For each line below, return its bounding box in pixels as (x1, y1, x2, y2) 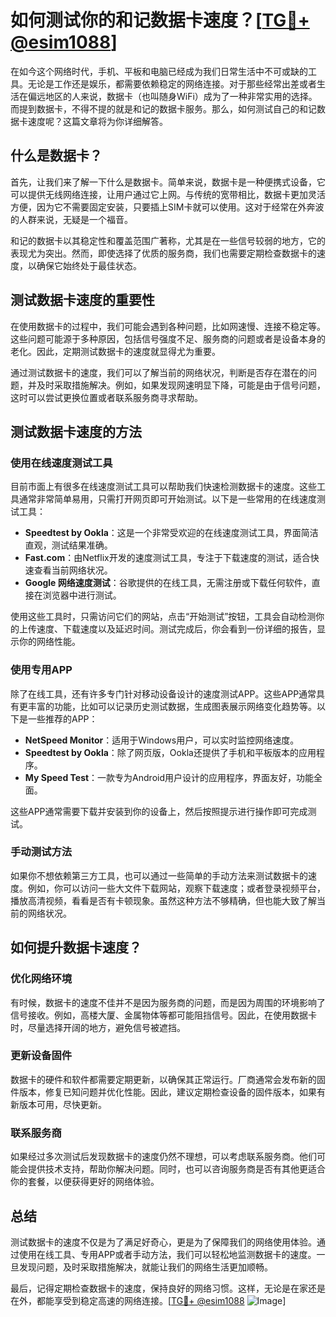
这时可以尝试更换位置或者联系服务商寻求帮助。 (10, 391, 203, 403)
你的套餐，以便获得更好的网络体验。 (10, 1176, 160, 1188)
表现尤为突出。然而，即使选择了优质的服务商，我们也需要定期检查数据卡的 (10, 247, 317, 259)
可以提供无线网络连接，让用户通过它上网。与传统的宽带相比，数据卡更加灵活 (10, 188, 326, 200)
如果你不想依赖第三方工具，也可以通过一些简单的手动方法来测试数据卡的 (10, 869, 308, 881)
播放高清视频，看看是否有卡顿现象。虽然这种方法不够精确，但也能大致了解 (10, 894, 317, 906)
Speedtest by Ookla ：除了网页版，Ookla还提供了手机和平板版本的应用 (24, 746, 317, 758)
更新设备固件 (10, 1049, 73, 1063)
